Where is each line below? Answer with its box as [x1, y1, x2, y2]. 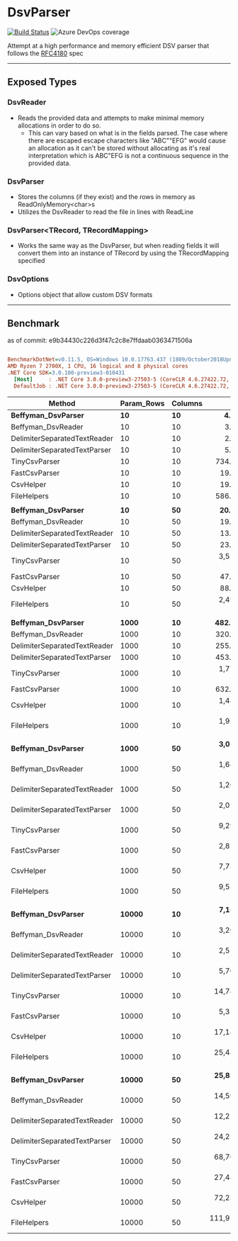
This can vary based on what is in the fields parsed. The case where [28, 128, 228, 137]
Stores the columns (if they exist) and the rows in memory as [17, 192, 195, 201]
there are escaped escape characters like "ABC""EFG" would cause [28, 136, 227, 145]
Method [48, 398, 76, 408]
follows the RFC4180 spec [7, 49, 84, 57]
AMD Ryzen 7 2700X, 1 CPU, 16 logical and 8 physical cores [7, 363, 189, 370]
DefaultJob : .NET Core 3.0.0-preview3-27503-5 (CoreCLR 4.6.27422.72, [13, 382, 230, 390]
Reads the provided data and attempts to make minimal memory [17, 113, 205, 122]
